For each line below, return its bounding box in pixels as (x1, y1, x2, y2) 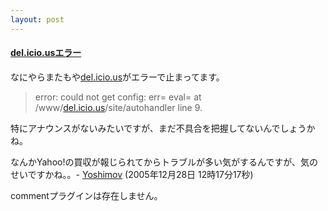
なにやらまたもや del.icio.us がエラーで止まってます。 (10, 71, 225, 83)
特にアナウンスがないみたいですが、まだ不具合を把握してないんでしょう (10, 122, 307, 134)
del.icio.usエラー (10, 47, 82, 59)
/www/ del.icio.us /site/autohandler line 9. (34, 101, 203, 113)
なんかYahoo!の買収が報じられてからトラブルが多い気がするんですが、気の (10, 156, 319, 168)
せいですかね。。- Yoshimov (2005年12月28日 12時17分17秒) (10, 168, 254, 180)
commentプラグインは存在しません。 (10, 189, 163, 201)
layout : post (10, 14, 65, 25)
